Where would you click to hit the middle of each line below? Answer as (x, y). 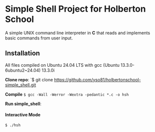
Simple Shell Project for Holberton (76, 9)
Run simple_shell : (23, 104)
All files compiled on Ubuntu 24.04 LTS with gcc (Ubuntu (62, 65)
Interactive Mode (23, 115)
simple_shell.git (21, 85)
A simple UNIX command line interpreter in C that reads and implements (78, 33)
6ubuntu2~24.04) (23, 70)
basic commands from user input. (39, 38)
